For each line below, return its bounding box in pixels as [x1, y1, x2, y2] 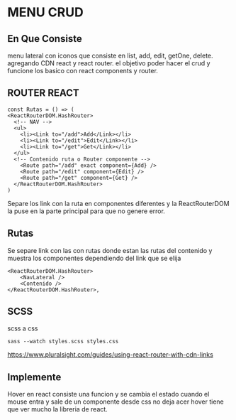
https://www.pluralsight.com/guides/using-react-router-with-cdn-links [7, 350, 214, 359]
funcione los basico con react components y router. [7, 67, 158, 75]
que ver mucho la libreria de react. [7, 405, 108, 414]
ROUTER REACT [7, 87, 79, 99]
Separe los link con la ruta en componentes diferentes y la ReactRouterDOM [7, 199, 230, 208]
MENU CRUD [7, 4, 84, 21]
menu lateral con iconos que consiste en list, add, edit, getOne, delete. [7, 51, 214, 60]
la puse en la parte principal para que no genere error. [7, 207, 165, 215]
